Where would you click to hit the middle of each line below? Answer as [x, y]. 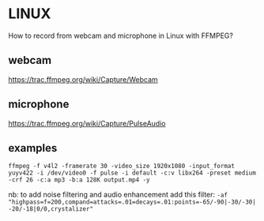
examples [33, 148]
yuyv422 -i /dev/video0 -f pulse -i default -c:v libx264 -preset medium [132, 173]
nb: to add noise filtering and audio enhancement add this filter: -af [118, 195]
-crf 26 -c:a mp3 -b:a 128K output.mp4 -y [79, 180]
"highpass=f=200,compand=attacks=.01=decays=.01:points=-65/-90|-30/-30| [132, 202]
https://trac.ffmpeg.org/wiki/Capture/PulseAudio [87, 123]
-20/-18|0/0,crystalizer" [51, 209]
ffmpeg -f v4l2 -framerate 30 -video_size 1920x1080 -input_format [122, 167]
